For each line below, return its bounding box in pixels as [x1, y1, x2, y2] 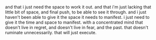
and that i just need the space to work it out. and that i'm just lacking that [5, 4, 152, 10]
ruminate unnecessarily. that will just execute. [5, 30, 97, 35]
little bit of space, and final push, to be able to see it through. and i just [5, 9, 147, 15]
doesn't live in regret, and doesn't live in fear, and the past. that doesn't [5, 25, 149, 30]
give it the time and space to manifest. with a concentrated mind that [5, 19, 143, 25]
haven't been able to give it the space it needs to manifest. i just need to [5, 14, 150, 20]
